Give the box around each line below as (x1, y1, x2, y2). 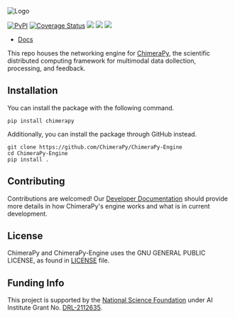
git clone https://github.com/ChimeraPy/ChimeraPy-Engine (7, 143, 182, 151)
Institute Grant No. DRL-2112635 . (7, 303, 103, 312)
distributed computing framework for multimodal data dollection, (7, 57, 197, 65)
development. (7, 209, 48, 218)
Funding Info (7, 277, 65, 289)
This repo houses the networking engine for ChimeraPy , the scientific (7, 49, 211, 57)
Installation (7, 85, 58, 97)
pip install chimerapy (7, 117, 75, 124)
